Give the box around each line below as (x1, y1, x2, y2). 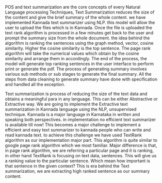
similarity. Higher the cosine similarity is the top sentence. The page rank (5, 46, 151, 51)
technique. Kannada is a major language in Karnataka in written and (5, 112, 140, 117)
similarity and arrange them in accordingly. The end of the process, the (5, 56, 147, 61)
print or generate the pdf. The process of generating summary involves (5, 66, 147, 72)
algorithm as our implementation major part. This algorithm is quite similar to (5, 137, 158, 143)
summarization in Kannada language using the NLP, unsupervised (5, 106, 137, 112)
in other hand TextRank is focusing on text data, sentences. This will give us (5, 153, 157, 158)
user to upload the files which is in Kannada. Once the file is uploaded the (5, 25, 152, 31)
